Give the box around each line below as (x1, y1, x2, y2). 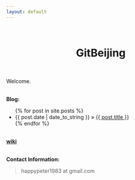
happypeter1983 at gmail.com (20, 167, 95, 174)
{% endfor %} (14, 120, 50, 127)
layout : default (6, 8, 47, 15)
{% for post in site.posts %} (14, 107, 84, 114)
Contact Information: (6, 155, 60, 163)
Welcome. (6, 77, 31, 84)
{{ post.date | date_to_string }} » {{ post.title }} (14, 113, 130, 120)
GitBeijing (76, 46, 126, 60)
